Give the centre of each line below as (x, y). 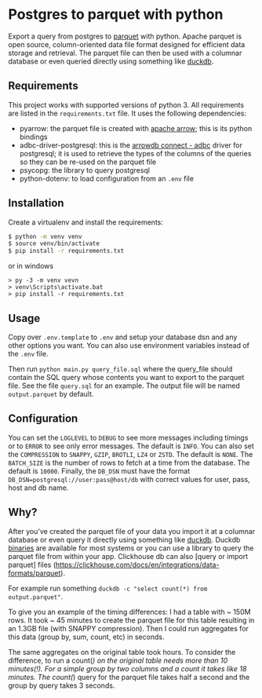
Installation (36, 203)
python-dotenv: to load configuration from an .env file (107, 178)
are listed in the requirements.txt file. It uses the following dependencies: (127, 113)
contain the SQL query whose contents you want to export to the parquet (126, 377)
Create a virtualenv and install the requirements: (86, 222)
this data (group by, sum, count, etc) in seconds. (86, 637)
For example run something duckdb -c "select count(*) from (108, 588)
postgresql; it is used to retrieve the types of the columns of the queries (135, 153)
